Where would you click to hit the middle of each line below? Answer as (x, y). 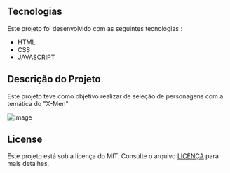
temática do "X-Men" (38, 103)
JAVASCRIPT (36, 57)
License (25, 140)
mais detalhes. (28, 164)
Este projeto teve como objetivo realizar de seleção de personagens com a (115, 96)
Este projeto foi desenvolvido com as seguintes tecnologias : (95, 28)
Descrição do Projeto (54, 79)
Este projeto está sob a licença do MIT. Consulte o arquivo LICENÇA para (113, 156)
